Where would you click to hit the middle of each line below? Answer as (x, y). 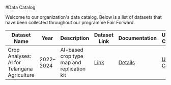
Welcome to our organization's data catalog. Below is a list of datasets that (83, 17)
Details (127, 62)
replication (73, 69)
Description (75, 38)
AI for (15, 62)
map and (71, 62)
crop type (72, 56)
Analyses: (20, 56)
